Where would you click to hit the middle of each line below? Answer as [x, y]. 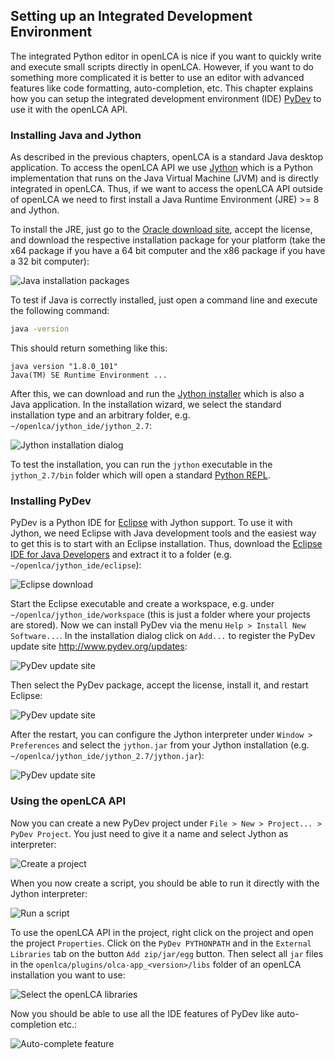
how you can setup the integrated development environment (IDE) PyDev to [166, 98]
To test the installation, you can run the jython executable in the [141, 464]
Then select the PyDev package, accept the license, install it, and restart [159, 685]
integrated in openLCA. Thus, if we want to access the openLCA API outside [166, 189]
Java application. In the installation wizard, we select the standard [146, 404]
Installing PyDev [51, 501]
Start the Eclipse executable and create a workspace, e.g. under [142, 604]
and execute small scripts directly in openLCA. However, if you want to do [162, 66]
